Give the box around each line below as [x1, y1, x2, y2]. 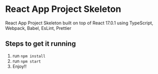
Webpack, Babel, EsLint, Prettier [5, 25, 71, 31]
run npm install [12, 53, 46, 59]
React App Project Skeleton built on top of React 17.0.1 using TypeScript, [5, 20, 153, 26]
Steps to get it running [5, 40, 76, 48]
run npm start [12, 58, 41, 64]
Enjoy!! [12, 63, 26, 69]
